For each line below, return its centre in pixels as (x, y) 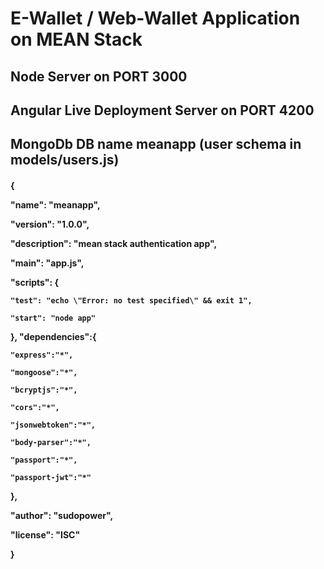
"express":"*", (42, 355)
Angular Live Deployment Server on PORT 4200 (162, 110)
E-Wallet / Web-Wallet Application (155, 18)
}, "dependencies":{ (53, 336)
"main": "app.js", (47, 263)
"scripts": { (35, 282)
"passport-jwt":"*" (51, 477)
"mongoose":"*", (44, 372)
